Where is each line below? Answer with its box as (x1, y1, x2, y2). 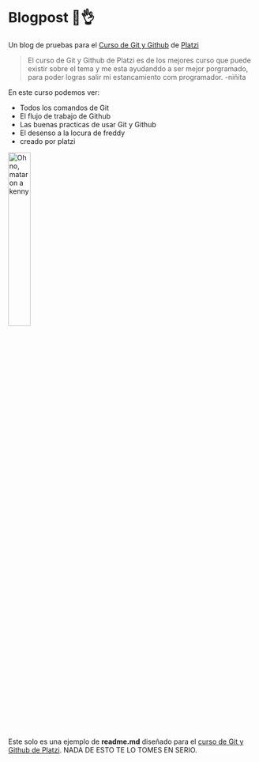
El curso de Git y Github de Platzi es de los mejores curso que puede (27, 55, 251, 65)
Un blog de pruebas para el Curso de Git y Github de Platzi (8, 40, 199, 50)
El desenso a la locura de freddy (19, 128, 126, 138)
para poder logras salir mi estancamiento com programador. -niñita (27, 72, 246, 81)
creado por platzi (19, 136, 76, 145)
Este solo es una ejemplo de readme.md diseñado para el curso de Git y (8, 737, 244, 746)
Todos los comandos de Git (19, 103, 109, 112)
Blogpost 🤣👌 (8, 9, 95, 27)
